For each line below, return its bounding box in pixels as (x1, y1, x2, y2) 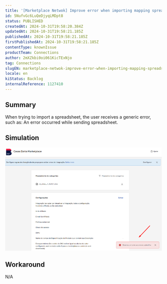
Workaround (5, 261, 45, 269)
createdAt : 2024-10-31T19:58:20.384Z (5, 24, 83, 29)
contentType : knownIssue (5, 45, 57, 50)
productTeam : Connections (5, 50, 59, 55)
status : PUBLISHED (5, 18, 43, 23)
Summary (5, 101, 36, 109)
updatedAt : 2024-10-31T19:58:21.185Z (5, 29, 83, 34)
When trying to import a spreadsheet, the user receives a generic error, (5, 114, 152, 120)
